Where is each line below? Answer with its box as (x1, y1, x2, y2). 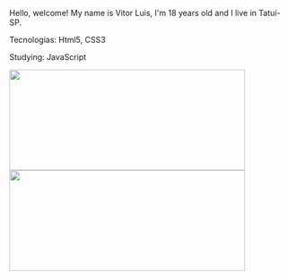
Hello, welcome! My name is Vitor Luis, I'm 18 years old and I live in (9, 8, 257, 18)
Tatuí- (258, 8, 281, 18)
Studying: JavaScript (9, 52, 87, 62)
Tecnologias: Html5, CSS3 (9, 35, 106, 45)
